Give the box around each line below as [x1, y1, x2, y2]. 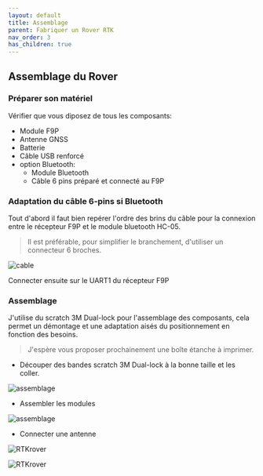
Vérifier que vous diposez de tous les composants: [8, 111, 173, 120]
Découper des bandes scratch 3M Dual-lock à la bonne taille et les [19, 360, 236, 369]
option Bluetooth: [19, 159, 76, 169]
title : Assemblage [8, 19, 68, 27]
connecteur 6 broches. [27, 245, 102, 255]
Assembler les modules [19, 399, 96, 409]
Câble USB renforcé [19, 151, 85, 161]
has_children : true [8, 41, 72, 49]
